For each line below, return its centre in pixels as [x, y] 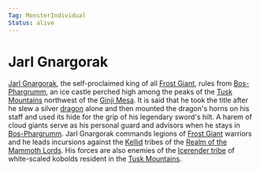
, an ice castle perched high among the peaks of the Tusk [139, 92]
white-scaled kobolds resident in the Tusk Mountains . [95, 159]
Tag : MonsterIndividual [47, 15]
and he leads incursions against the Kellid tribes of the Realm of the [118, 142]
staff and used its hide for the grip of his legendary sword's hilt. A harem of [130, 117]
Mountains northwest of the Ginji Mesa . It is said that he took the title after [128, 100]
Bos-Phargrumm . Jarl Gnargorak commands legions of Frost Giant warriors [130, 134]
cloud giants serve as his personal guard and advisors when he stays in [124, 125]
